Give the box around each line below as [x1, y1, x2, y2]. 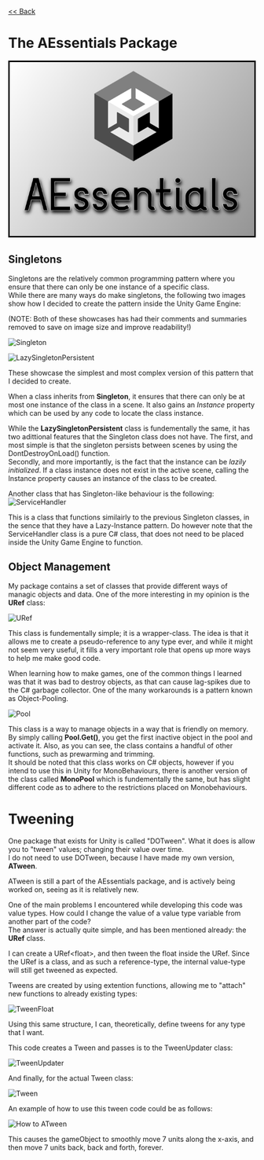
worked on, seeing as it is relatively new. [8, 884, 139, 894]
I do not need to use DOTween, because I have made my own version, [8, 853, 235, 862]
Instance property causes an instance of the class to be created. [8, 473, 218, 483]
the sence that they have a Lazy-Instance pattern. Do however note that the [8, 520, 253, 530]
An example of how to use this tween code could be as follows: [8, 1103, 213, 1113]
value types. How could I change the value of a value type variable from [8, 908, 241, 918]
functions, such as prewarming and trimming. [8, 749, 156, 758]
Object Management [8, 560, 111, 574]
